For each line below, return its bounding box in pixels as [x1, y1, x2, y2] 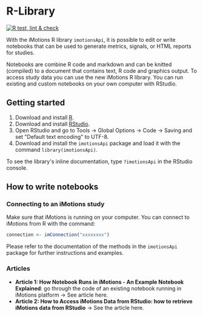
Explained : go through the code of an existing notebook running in [15, 284, 182, 292]
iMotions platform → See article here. [15, 291, 108, 298]
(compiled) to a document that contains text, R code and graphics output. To [6, 67, 197, 74]
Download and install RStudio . [15, 120, 90, 127]
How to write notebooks [6, 182, 99, 192]
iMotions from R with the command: [6, 220, 96, 227]
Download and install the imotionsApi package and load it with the [15, 140, 181, 147]
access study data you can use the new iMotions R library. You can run [6, 73, 184, 81]
